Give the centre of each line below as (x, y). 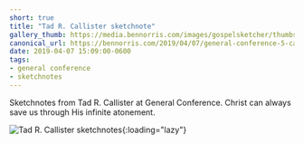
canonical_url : (38, 43)
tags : (19, 60)
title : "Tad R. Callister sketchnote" (82, 26)
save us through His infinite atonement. (82, 112)
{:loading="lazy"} (154, 130)
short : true (32, 18)
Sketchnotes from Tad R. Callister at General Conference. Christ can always (150, 102)
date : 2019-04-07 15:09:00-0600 (70, 52)
